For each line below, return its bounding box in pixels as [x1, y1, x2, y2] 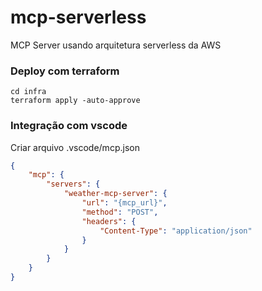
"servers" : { [46, 179, 101, 190]
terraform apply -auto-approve [10, 96, 141, 106]
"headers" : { [81, 216, 137, 226]
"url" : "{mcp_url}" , [81, 198, 168, 208]
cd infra [10, 87, 47, 97]
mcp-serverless [10, 6, 147, 29]
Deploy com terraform [10, 64, 120, 78]
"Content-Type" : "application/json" [99, 226, 253, 236]
